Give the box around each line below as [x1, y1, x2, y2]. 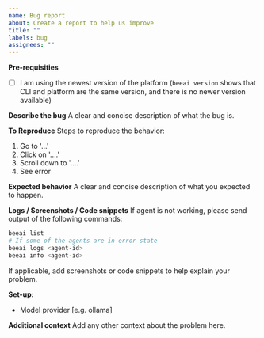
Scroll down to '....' [19, 158, 81, 168]
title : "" [8, 26, 41, 34]
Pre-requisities [8, 63, 59, 72]
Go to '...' [19, 142, 49, 151]
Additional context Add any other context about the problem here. [8, 320, 226, 329]
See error [19, 167, 52, 177]
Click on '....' [19, 150, 60, 159]
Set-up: [8, 290, 34, 299]
